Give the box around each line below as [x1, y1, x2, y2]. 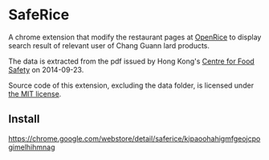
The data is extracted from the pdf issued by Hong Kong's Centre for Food [8, 56, 255, 66]
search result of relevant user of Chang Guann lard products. [8, 40, 210, 50]
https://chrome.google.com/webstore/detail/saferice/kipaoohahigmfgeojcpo [8, 133, 261, 143]
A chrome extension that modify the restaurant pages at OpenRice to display [8, 32, 262, 42]
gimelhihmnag [8, 142, 55, 152]
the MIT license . [8, 88, 62, 98]
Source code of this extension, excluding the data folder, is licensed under [8, 80, 255, 90]
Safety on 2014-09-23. [8, 64, 84, 74]
